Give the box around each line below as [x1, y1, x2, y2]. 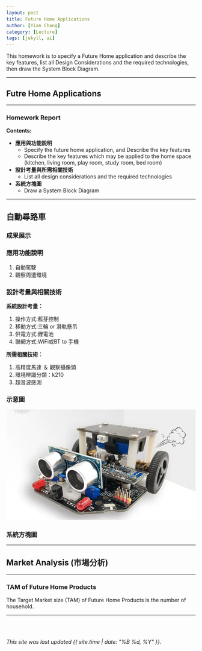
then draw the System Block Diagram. [6, 65, 100, 72]
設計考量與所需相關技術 [14, 166, 73, 174]
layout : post [6, 10, 39, 16]
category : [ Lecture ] [6, 29, 58, 35]
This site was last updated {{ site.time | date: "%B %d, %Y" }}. [6, 638, 162, 646]
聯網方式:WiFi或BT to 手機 [14, 338, 79, 345]
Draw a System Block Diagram [23, 187, 99, 194]
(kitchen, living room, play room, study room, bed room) [23, 159, 162, 166]
